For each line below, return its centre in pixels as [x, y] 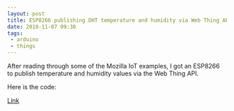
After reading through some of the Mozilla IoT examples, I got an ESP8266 [114, 66]
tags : [15, 33]
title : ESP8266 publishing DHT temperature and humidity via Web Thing [113, 20]
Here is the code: [32, 87]
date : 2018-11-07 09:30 [42, 27]
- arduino [24, 40]
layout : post [26, 14]
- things [23, 46]
